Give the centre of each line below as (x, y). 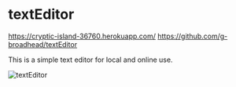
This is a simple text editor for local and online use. (90, 60)
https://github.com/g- (192, 36)
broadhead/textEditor (42, 44)
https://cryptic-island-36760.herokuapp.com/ (82, 36)
